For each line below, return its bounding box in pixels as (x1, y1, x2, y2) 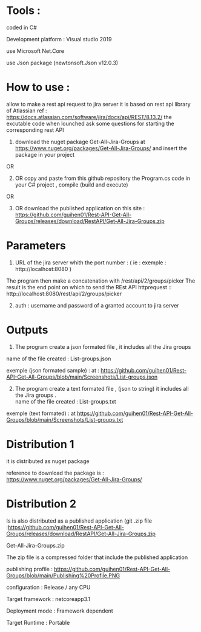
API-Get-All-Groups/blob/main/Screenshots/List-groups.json (6, 373, 158, 380)
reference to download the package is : (6, 469, 104, 476)
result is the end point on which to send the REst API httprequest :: (6, 283, 172, 290)
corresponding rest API (6, 126, 64, 134)
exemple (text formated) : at (6, 410, 76, 417)
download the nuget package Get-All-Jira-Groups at (15, 138, 145, 145)
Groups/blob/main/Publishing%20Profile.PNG (6, 572, 120, 579)
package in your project (15, 151, 74, 158)
